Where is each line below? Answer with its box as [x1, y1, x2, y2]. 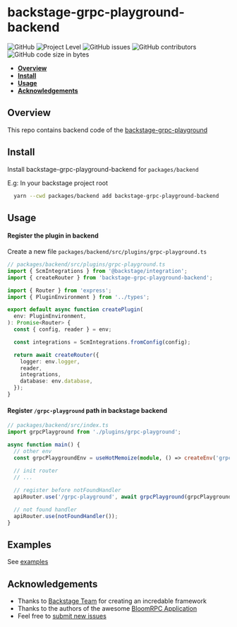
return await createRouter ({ [13, 351, 99, 358]
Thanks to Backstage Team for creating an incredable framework [17, 597, 207, 605]
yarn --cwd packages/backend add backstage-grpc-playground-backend [13, 192, 219, 199]
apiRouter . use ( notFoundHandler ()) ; [13, 512, 119, 520]
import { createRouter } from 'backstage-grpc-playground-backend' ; [7, 274, 213, 281]
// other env [13, 447, 52, 455]
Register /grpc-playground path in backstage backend [7, 406, 168, 414]
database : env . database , [20, 377, 93, 385]
